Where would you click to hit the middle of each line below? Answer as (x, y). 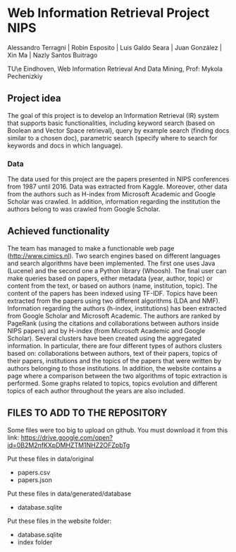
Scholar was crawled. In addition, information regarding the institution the (114, 202)
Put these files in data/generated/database (69, 493)
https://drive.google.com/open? (67, 437)
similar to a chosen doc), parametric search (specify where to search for (112, 138)
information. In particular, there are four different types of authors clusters (114, 346)
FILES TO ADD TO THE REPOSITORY (87, 413)
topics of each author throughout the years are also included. (96, 390)
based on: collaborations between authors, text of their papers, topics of (113, 353)
